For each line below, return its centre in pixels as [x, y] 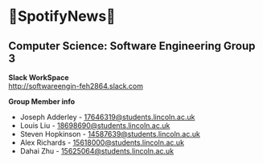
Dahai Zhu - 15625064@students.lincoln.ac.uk [97, 151]
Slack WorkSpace [39, 78]
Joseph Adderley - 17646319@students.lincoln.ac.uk [107, 117]
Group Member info [42, 102]
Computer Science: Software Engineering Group [132, 46]
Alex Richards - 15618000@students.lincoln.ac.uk [102, 142]
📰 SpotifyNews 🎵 [62, 16]
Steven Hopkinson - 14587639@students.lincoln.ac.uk [110, 134]
